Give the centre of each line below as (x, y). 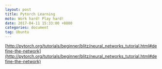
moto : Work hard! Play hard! (34, 18)
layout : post (18, 9)
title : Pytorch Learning (30, 14)
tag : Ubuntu (17, 32)
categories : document (27, 28)
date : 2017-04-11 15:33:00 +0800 (39, 23)
